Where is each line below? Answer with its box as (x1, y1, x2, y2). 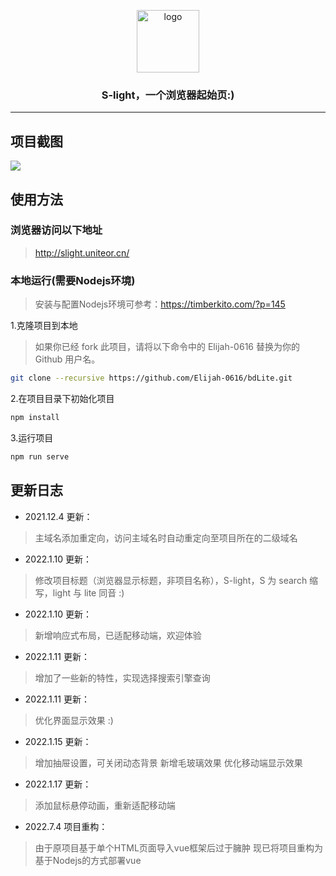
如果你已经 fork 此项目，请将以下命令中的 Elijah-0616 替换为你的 (34, 341, 300, 353)
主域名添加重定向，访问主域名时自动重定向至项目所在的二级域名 (34, 531, 298, 544)
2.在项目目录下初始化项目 (10, 392, 115, 404)
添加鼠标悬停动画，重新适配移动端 (34, 799, 176, 811)
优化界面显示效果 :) (34, 714, 114, 726)
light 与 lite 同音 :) (52, 586, 125, 599)
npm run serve (10, 451, 70, 462)
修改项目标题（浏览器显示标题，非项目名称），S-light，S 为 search (34, 574, 308, 586)
